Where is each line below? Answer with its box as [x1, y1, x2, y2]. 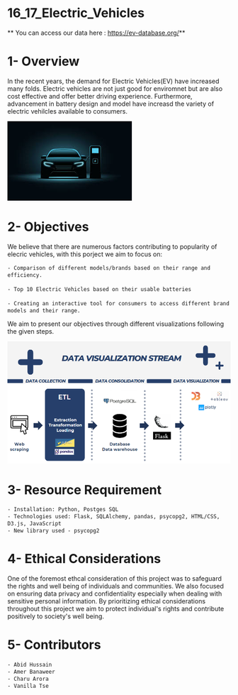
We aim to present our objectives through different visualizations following [7, 319, 225, 328]
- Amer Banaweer [7, 669, 55, 676]
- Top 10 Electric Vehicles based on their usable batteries [7, 285, 192, 292]
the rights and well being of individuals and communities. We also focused [7, 582, 225, 591]
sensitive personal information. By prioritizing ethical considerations [7, 597, 206, 606]
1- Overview [7, 53, 80, 70]
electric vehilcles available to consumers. [7, 106, 127, 115]
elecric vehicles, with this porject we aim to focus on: [7, 250, 163, 258]
